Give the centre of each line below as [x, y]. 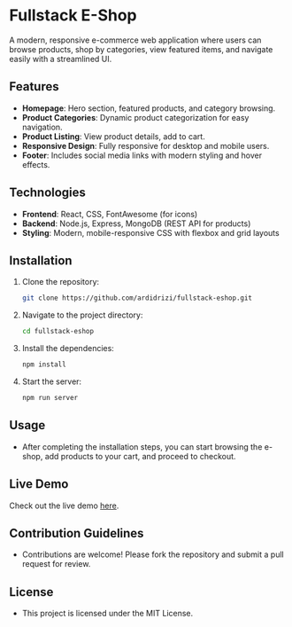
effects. [36, 164]
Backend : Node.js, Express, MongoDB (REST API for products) [136, 223]
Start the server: [52, 381]
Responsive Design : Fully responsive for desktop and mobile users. [146, 145]
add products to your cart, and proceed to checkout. [140, 456]
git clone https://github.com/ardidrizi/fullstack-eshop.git [137, 298]
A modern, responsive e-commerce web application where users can [135, 40]
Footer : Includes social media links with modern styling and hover [142, 155]
